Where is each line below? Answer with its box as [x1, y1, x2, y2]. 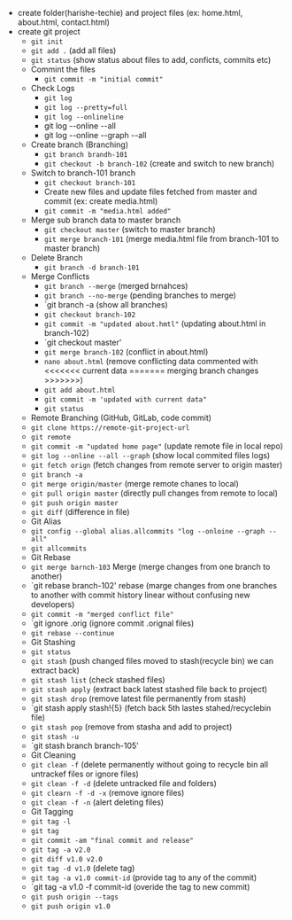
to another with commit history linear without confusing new [30, 589, 250, 600]
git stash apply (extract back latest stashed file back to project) [30, 684, 268, 694]
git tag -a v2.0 [30, 846, 91, 854]
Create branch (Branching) [30, 139, 129, 150]
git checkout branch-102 [43, 310, 136, 319]
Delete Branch [30, 253, 83, 262]
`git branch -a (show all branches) [43, 300, 168, 309]
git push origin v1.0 [30, 902, 111, 911]
